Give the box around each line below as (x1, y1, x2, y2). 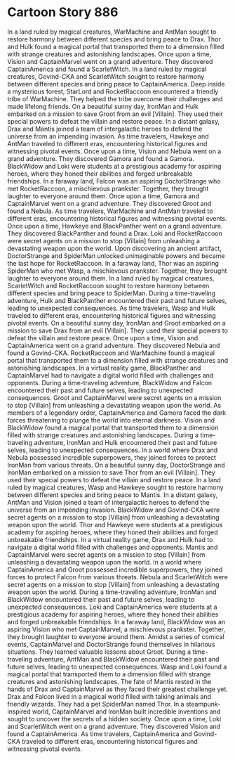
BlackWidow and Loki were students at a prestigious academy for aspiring (7, 162, 222, 170)
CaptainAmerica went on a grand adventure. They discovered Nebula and (7, 341, 220, 349)
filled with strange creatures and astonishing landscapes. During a (7, 430, 199, 439)
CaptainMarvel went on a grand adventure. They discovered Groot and (7, 199, 212, 207)
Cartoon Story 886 (7, 4, 119, 20)
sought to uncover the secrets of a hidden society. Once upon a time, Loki (7, 714, 222, 723)
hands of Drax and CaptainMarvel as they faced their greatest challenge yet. (7, 685, 228, 693)
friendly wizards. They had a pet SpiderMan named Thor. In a (7, 700, 184, 708)
